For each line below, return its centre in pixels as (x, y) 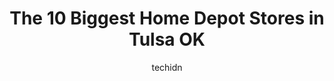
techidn (167, 67)
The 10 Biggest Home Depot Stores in (167, 18)
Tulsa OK (167, 39)
